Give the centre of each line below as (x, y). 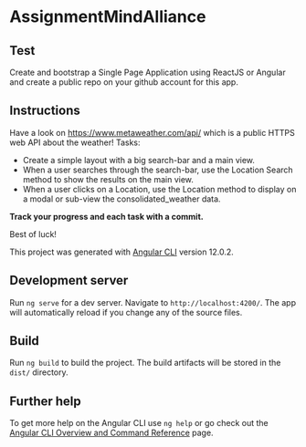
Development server (69, 281)
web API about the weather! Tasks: (75, 142)
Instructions (45, 111)
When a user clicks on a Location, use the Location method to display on (159, 189)
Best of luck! (33, 234)
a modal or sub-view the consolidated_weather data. (121, 199)
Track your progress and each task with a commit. (106, 216)
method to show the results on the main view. (108, 179)
